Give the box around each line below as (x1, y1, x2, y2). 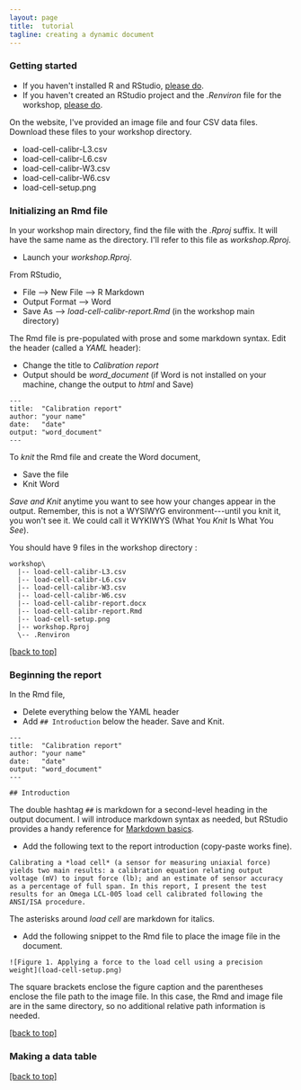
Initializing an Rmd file (9, 204, 108, 217)
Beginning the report (9, 668, 102, 680)
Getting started (9, 59, 78, 72)
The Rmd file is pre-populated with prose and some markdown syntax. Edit (9, 332, 287, 343)
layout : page (9, 13, 58, 23)
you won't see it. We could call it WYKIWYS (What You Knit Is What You (9, 515, 274, 526)
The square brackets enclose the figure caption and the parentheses (9, 982, 263, 993)
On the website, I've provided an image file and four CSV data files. (9, 116, 258, 127)
